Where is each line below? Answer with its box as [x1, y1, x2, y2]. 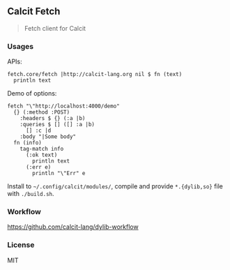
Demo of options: [7, 89, 57, 98]
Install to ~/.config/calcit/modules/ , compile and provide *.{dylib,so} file [7, 182, 223, 190]
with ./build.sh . [7, 190, 54, 198]
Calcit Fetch [7, 6, 61, 17]
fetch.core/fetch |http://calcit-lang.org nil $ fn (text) [7, 71, 183, 78]
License [7, 240, 35, 250]
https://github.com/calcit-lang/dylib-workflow [7, 223, 139, 231]
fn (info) [13, 140, 42, 147]
